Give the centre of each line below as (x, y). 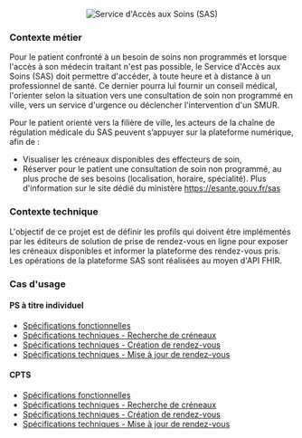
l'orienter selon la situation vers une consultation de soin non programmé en (151, 96)
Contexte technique (54, 212)
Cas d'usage (38, 283)
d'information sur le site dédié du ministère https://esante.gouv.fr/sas (151, 188)
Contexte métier (46, 37)
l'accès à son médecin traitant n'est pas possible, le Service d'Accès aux (145, 67)
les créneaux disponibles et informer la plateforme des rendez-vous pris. (145, 251)
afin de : (25, 142)
